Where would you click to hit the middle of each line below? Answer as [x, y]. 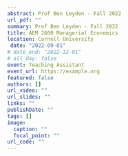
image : [17, 123]
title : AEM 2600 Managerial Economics [63, 33]
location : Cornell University [51, 39]
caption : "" [31, 129]
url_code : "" [26, 142]
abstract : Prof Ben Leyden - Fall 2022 [64, 13]
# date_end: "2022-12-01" [44, 52]
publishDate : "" [30, 110]
